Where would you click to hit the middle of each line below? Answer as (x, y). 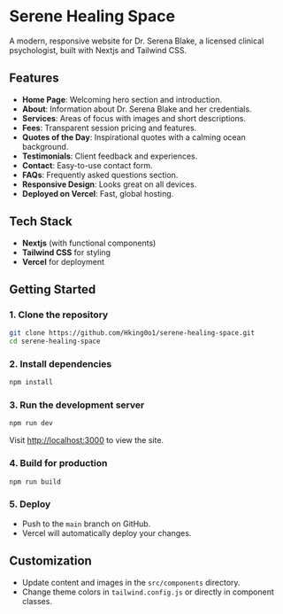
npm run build (35, 482)
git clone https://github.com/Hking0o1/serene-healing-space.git (132, 333)
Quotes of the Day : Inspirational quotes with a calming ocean (134, 137)
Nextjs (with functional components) (89, 243)
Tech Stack (41, 222)
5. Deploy (30, 504)
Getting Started (53, 289)
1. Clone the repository (59, 315)
